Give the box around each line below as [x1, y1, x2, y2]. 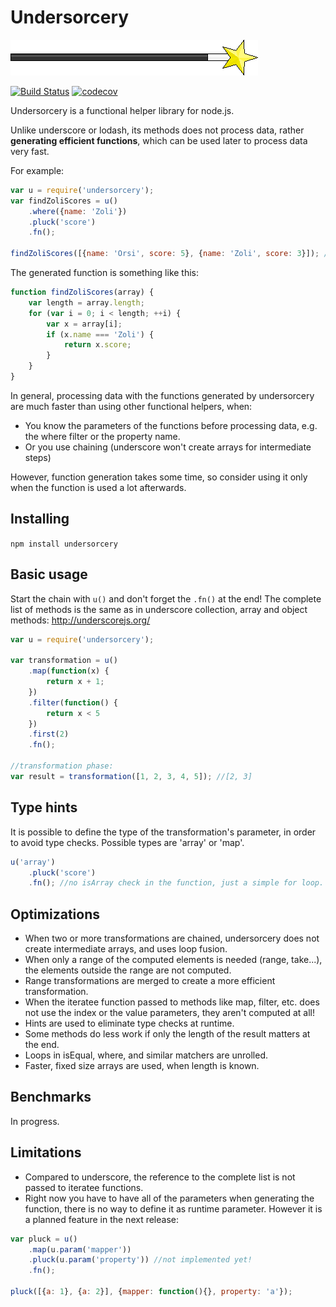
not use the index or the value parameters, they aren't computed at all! [24, 1007, 315, 1019]
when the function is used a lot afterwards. [10, 481, 187, 493]
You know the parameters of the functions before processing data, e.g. [24, 419, 318, 431]
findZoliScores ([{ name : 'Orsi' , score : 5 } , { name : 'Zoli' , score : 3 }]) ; [10, 249, 320, 259]
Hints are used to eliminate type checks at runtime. [24, 1017, 235, 1030]
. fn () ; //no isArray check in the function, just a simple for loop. [28, 878, 325, 888]
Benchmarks [10, 1089, 92, 1106]
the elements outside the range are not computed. [24, 964, 232, 976]
